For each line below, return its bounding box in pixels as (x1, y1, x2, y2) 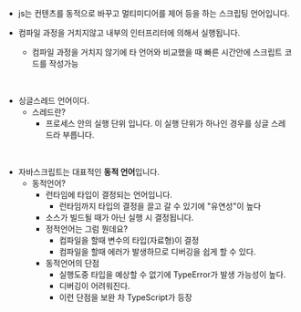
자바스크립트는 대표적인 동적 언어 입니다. (17, 167, 160, 177)
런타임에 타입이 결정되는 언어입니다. (45, 190, 173, 200)
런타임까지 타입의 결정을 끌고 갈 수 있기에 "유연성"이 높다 (58, 201, 262, 212)
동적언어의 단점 (45, 258, 100, 268)
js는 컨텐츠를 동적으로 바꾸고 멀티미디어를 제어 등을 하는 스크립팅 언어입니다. (17, 8, 290, 18)
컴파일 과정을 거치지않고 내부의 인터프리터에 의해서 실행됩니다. (17, 27, 241, 38)
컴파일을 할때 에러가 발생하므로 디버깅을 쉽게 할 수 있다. (58, 246, 256, 257)
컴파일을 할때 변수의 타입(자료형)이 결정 (58, 235, 200, 245)
